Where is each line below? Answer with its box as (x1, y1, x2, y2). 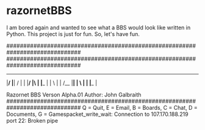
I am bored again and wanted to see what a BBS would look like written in (6, 24, 191, 31)
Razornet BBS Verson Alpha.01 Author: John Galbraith (6, 91, 142, 98)
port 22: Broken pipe (6, 117, 59, 124)
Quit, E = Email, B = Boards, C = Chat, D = (92, 104, 198, 111)
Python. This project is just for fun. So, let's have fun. (6, 30, 140, 37)
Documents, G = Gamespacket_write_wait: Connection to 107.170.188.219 (6, 110, 189, 118)
